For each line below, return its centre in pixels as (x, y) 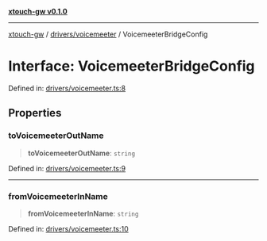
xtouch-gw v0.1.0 (38, 11)
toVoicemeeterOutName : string (81, 153)
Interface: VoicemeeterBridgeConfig (132, 66)
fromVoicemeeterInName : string (83, 213)
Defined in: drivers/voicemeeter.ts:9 (67, 168)
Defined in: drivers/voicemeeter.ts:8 (67, 88)
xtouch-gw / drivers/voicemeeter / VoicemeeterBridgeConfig (108, 34)
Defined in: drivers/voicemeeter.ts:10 (68, 228)
